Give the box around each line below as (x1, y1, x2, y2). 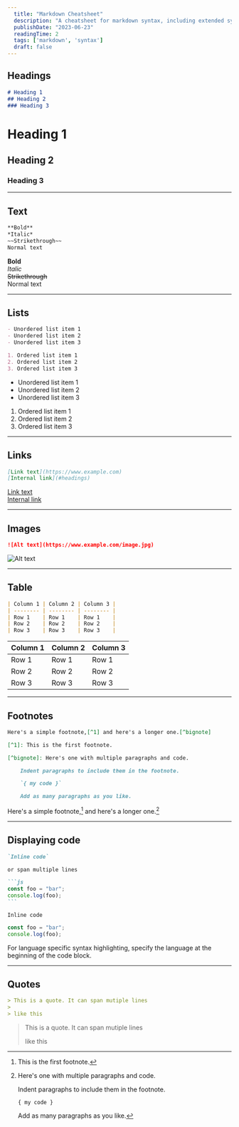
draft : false (14, 43, 53, 51)
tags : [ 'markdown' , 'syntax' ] (14, 37, 103, 44)
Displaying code (7, 834, 81, 846)
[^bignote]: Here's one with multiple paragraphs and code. (7, 754, 190, 762)
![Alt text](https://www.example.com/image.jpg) (7, 542, 154, 549)
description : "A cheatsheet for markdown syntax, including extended (14, 17, 224, 24)
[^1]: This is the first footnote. (7, 741, 113, 748)
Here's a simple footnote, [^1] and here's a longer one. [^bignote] (7, 728, 212, 735)
